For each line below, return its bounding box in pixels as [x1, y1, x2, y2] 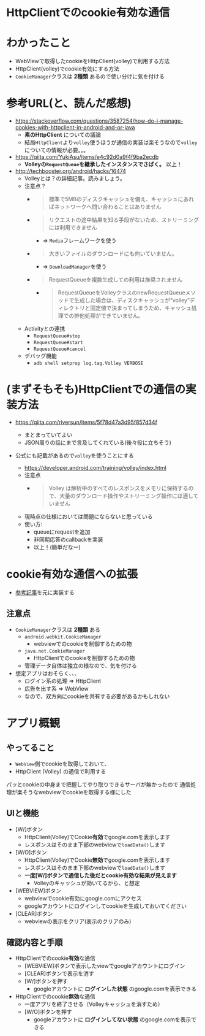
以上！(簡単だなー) [33, 543, 81, 551]
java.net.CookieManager [24, 648, 86, 654]
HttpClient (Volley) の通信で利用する [15, 767, 106, 775]
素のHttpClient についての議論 [24, 131, 101, 139]
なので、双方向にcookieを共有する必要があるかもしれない [24, 693, 170, 700]
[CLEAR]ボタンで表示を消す [24, 970, 95, 977]
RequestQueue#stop [33, 333, 81, 339]
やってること [6, 743, 54, 753]
